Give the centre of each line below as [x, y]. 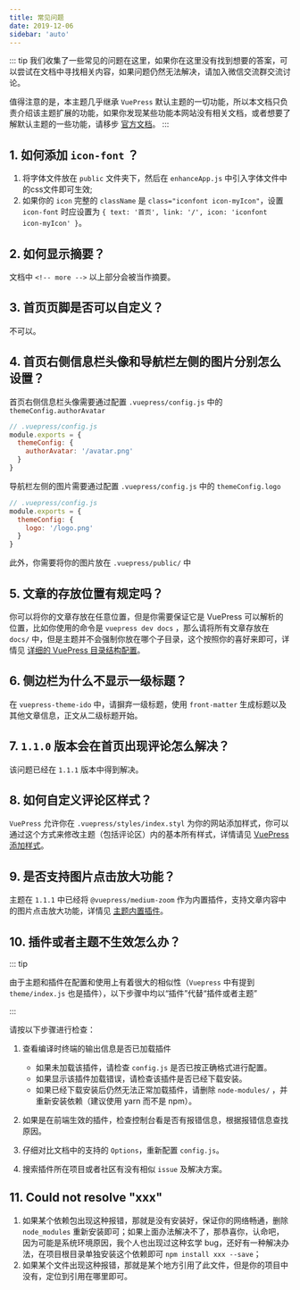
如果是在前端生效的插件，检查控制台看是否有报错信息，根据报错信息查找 [155, 1120]
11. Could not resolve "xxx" [86, 1198]
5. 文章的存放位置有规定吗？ [86, 593]
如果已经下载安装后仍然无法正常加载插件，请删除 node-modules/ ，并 [162, 1090]
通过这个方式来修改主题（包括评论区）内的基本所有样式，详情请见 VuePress [149, 835]
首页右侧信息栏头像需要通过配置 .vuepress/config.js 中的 [116, 402]
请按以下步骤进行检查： [52, 1029]
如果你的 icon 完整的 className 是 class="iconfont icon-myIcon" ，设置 [153, 201]
